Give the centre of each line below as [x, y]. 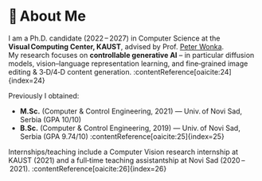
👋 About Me [47, 16]
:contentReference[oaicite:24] [183, 71]
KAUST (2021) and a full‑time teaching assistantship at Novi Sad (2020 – [127, 160]
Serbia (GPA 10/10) [51, 119]
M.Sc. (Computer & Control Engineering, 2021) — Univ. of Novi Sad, [131, 111]
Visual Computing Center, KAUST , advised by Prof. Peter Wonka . [116, 46]
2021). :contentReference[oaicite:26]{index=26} [88, 168]
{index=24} [27, 80]
